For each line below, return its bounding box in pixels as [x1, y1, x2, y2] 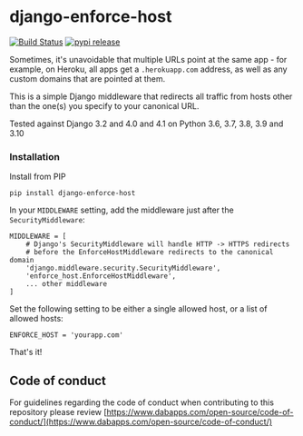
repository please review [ [9, 407, 107, 418]
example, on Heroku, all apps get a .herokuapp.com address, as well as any [9, 64, 288, 74]
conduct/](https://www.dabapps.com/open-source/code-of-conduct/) [9, 416, 273, 428]
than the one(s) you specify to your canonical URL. [9, 100, 200, 111]
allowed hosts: [9, 313, 64, 324]
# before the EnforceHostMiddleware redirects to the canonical [25, 248, 274, 257]
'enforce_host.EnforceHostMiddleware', [25, 272, 177, 281]
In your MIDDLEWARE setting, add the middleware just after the [9, 204, 234, 215]
